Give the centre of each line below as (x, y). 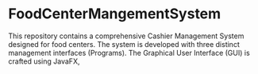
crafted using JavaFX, (44, 61)
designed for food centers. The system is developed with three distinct (124, 44)
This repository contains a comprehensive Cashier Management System (126, 36)
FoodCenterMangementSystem (115, 14)
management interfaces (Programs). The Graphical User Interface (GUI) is (129, 53)
